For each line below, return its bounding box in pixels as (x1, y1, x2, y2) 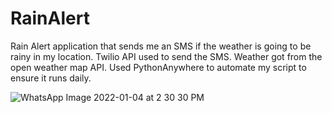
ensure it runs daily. (10, 72, 92, 84)
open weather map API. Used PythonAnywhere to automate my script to (10, 61, 307, 73)
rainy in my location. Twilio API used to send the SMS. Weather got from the (10, 50, 323, 62)
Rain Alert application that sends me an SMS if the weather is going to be (10, 40, 312, 52)
